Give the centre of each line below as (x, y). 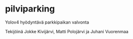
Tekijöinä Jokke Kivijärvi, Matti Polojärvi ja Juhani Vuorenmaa (67, 31)
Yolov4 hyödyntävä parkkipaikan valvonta (47, 22)
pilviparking (30, 9)
